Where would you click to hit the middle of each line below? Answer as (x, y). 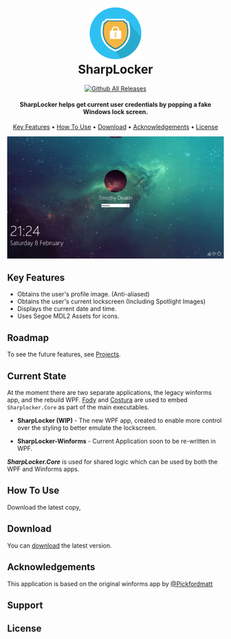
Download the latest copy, (44, 507)
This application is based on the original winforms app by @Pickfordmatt (110, 583)
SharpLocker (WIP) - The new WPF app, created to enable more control (119, 421)
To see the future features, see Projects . (64, 354)
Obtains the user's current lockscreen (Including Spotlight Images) (111, 301)
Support (25, 605)
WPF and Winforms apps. (43, 469)
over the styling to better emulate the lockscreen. (87, 428)
